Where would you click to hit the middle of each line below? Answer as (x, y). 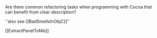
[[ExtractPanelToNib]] (27, 31)
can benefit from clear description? (41, 12)
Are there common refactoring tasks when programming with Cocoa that (78, 7)
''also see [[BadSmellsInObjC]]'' (37, 21)
